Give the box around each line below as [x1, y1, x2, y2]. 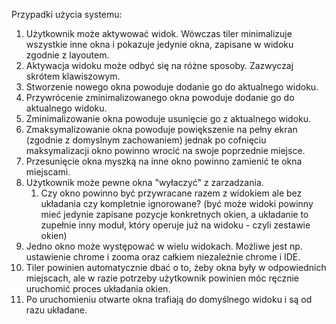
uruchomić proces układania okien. [25, 283, 171, 294]
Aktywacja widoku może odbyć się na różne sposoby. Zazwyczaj [25, 60, 294, 71]
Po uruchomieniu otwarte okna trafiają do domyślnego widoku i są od [25, 294, 313, 305]
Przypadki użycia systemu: [11, 9, 123, 20]
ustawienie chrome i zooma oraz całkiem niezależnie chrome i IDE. [25, 251, 301, 263]
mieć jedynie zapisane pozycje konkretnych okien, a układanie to [40, 209, 309, 220]
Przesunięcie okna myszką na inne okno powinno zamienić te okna [25, 155, 303, 167]
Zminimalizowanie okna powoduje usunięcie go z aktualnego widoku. [25, 113, 312, 124]
